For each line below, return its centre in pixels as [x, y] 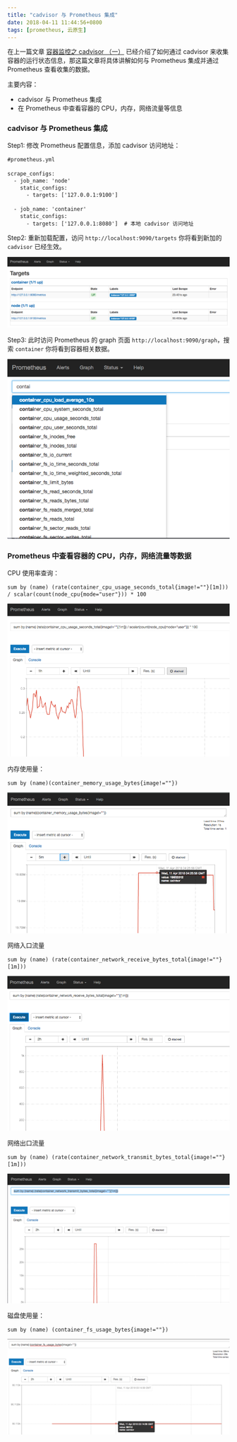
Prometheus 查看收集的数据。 [50, 69]
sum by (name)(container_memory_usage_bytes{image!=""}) [93, 783]
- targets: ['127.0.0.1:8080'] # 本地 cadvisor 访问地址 [110, 224]
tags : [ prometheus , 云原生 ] [47, 30]
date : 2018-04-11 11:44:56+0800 [55, 22]
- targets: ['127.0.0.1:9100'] [72, 195]
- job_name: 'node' [42, 180]
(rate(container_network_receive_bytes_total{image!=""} [137, 960]
